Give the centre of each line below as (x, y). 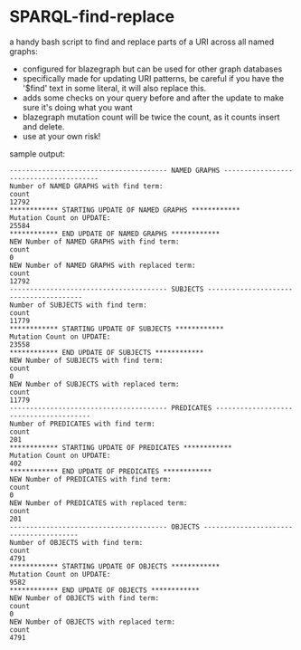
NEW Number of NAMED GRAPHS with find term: (94, 242)
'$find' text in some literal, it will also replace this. (114, 88)
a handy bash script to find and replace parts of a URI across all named (141, 42)
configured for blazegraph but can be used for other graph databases (152, 69)
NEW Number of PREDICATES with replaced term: (99, 503)
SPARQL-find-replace (92, 17)
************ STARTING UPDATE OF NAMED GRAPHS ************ (125, 210)
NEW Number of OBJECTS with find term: (85, 598)
